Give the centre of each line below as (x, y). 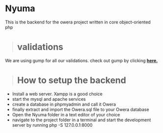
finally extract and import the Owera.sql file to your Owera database (81, 109)
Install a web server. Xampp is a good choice (57, 94)
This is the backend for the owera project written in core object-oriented (78, 22)
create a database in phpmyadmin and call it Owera (64, 104)
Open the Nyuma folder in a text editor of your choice (66, 114)
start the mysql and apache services (49, 99)
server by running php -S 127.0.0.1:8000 (52, 125)
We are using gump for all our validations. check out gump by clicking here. (81, 60)
